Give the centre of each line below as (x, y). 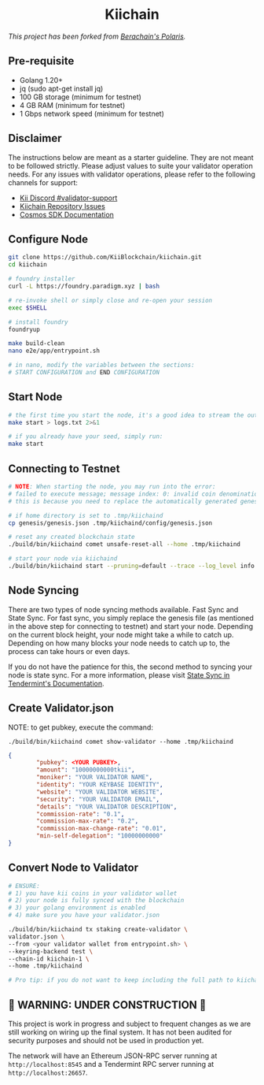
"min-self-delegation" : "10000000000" (100, 836)
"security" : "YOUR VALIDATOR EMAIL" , (98, 799)
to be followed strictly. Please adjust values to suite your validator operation (130, 165)
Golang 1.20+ (41, 80)
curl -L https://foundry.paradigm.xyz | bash (84, 286)
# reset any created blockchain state (71, 537)
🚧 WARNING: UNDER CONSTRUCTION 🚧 (107, 1005)
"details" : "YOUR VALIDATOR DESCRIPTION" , (107, 806)
